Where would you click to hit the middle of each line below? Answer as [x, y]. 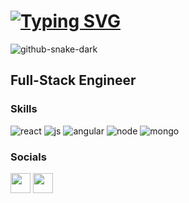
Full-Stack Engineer [73, 80]
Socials [28, 157]
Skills [24, 109]
